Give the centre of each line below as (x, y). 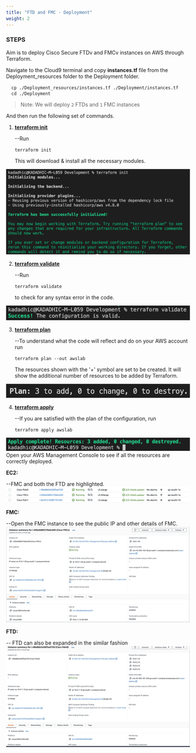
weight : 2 (18, 18)
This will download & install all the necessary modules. (80, 160)
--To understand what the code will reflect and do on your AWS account (101, 341)
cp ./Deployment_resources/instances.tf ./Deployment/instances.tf (95, 88)
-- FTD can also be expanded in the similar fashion (67, 643)
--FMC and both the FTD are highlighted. (55, 484)
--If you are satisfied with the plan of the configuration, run (85, 418)
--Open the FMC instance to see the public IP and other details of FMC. (92, 523)
